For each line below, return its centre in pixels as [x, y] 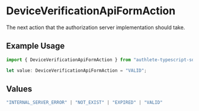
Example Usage [36, 46]
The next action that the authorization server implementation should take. [96, 27]
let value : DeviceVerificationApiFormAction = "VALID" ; [76, 70]
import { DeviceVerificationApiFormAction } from [69, 60]
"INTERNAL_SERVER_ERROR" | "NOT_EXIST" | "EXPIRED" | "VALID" [84, 103]
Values [19, 89]
